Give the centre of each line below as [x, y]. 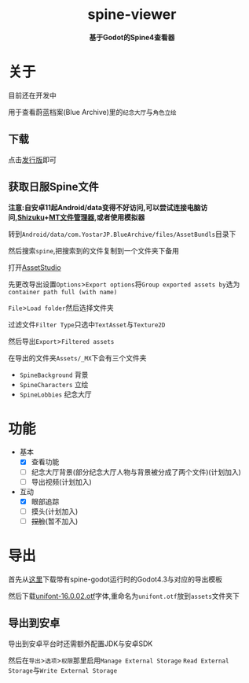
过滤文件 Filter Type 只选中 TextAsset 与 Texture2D [87, 324]
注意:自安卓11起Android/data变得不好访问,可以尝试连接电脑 [104, 207]
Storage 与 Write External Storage [63, 670]
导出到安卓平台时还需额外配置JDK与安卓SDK [81, 644]
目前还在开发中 [32, 95]
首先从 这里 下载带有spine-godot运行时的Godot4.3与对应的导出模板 [115, 579]
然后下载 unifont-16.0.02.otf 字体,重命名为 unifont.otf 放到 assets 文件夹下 [124, 596]
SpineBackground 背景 [54, 375]
